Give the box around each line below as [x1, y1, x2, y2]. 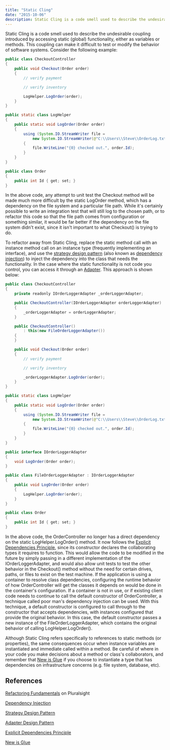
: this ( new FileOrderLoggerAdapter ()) [23, 328, 105, 334]
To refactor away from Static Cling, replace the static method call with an [5, 239, 157, 246]
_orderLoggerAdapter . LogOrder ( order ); [23, 375, 105, 380]
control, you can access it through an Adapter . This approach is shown [5, 267, 153, 273]
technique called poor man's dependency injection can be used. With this [5, 598, 159, 604]
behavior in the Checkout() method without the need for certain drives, [5, 566, 153, 572]
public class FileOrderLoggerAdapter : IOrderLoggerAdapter [5, 473, 135, 478]
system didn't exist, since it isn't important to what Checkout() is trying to [5, 224, 158, 231]
